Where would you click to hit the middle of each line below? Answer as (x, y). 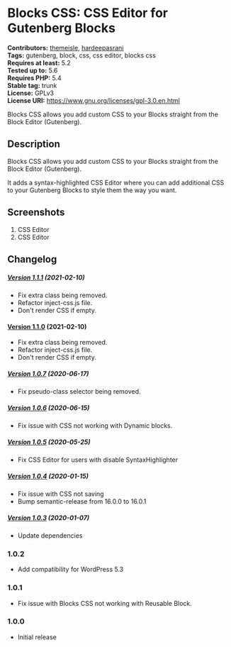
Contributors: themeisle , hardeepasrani (66, 48)
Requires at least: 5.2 (39, 62)
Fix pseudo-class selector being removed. (79, 392)
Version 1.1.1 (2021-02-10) (46, 277)
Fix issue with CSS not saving (61, 494)
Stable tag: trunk (32, 85)
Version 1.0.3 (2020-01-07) (49, 518)
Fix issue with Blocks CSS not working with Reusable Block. (105, 603)
